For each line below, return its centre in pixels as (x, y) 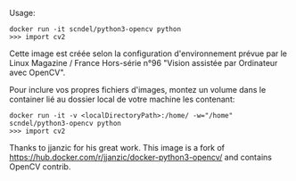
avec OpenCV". (37, 72)
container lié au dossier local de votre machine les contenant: (122, 99)
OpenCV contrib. (40, 167)
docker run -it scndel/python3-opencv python (95, 29)
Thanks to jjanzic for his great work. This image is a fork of (117, 148)
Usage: (22, 13)
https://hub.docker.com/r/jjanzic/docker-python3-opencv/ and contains (140, 157)
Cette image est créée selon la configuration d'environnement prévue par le (148, 53)
